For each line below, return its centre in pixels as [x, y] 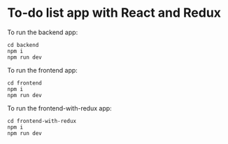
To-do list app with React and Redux [114, 13]
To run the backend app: [43, 32]
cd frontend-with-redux [42, 121]
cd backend [23, 45]
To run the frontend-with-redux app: [59, 108]
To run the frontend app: [43, 70]
